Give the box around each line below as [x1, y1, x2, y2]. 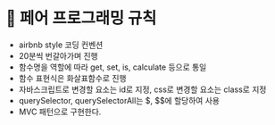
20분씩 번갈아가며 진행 [18, 50, 98, 61]
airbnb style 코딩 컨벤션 [18, 39, 104, 50]
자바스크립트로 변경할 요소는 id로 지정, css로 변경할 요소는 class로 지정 [18, 84, 267, 95]
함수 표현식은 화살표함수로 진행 [18, 72, 127, 83]
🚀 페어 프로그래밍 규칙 [5, 8, 157, 29]
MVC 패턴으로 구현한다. [18, 106, 102, 117]
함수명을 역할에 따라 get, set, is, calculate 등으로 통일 [18, 62, 207, 72]
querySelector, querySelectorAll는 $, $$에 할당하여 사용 [18, 95, 220, 105]
